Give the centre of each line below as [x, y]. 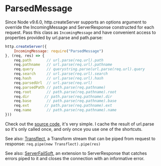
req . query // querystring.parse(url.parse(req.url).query [80, 69]
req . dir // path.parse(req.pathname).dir [63, 96]
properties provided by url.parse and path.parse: [54, 38]
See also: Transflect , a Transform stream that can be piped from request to [80, 138]
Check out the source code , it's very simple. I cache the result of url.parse [80, 124]
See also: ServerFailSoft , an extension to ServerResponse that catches [76, 153]
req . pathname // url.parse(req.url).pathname [63, 65]
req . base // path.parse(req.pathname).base [65, 101]
